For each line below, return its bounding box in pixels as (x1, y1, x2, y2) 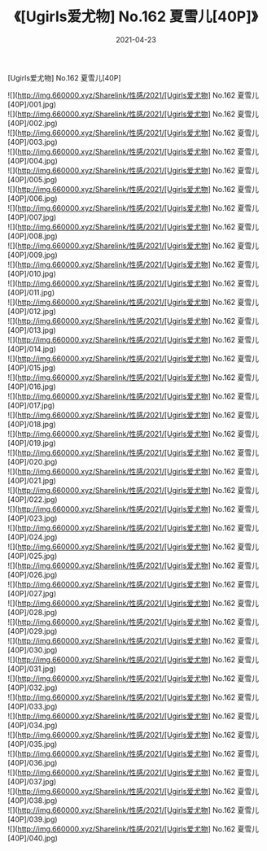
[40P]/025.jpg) (7, 551, 58, 561)
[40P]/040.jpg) (7, 833, 59, 843)
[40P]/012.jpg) (7, 306, 56, 316)
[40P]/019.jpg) (7, 438, 56, 447)
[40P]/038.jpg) (7, 795, 58, 805)
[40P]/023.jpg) (7, 513, 58, 523)
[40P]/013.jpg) (7, 325, 56, 334)
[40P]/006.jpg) (7, 193, 58, 203)
